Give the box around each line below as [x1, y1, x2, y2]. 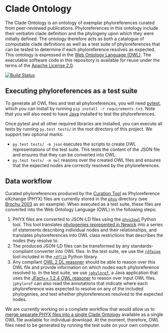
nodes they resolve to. [12, 237, 59, 243]
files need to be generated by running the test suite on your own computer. [5, 322, 160, 328]
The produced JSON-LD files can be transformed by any [12, 242, 130, 249]
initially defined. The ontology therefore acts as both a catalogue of [5, 36, 144, 42]
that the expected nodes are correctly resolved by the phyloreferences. [12, 162, 160, 169]
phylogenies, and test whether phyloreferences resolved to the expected [12, 291, 163, 297]
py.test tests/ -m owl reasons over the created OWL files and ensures [12, 157, 161, 163]
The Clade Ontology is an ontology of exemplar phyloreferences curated [5, 20, 155, 26]
